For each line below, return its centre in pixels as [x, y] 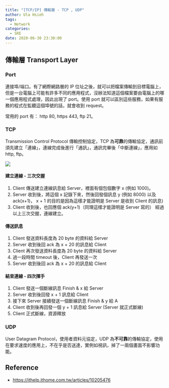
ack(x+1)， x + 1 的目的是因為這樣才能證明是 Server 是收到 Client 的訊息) [88, 201]
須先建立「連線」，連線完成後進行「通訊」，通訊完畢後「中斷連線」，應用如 [81, 147]
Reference [22, 368]
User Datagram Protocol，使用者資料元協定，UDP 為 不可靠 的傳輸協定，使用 [84, 339]
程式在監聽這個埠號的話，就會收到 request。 [60, 105]
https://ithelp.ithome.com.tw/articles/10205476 [62, 380]
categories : [18, 29]
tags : [11, 19]
